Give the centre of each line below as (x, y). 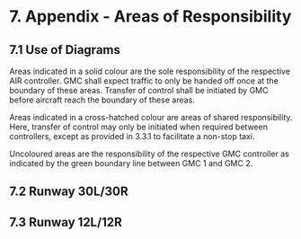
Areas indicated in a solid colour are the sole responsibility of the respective (150, 71)
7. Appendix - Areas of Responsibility (150, 17)
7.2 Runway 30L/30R (69, 192)
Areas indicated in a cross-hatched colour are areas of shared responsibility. (151, 117)
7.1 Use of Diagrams (65, 50)
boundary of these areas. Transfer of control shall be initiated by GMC (139, 90)
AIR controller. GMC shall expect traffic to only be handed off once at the (144, 81)
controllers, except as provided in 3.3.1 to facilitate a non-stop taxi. (132, 136)
